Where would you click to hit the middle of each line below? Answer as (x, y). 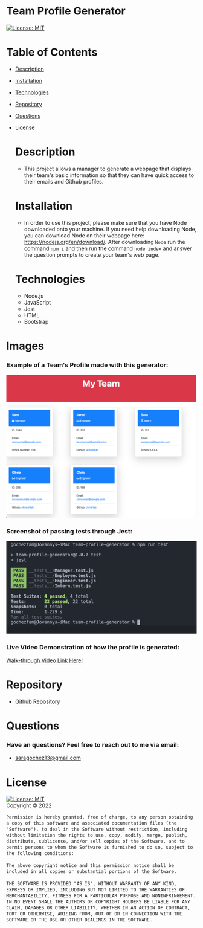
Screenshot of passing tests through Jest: (69, 532)
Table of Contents (52, 52)
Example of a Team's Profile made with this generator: (87, 365)
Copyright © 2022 (29, 805)
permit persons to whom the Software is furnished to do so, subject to (100, 848)
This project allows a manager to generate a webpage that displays (108, 169)
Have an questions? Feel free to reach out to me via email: (93, 744)
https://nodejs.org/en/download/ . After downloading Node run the (105, 242)
